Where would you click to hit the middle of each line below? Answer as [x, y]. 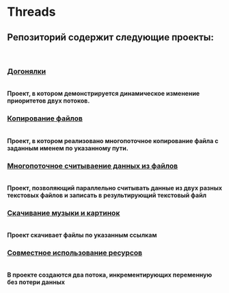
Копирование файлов [45, 118]
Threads [31, 12]
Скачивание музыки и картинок [64, 213]
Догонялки [27, 71]
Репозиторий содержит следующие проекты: [110, 37]
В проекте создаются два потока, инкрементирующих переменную [110, 275]
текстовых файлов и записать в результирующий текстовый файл [107, 195]
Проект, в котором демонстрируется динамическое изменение [104, 94]
